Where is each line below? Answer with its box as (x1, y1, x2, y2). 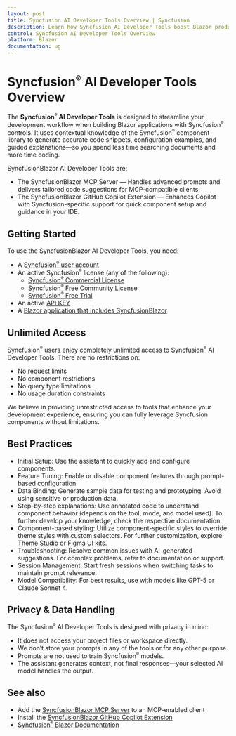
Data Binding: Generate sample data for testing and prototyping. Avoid (17, 486, 221, 495)
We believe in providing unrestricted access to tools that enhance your (7, 402, 212, 411)
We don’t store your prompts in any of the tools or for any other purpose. (17, 644, 228, 652)
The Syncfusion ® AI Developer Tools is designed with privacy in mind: (7, 622, 209, 631)
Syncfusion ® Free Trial (27, 291, 93, 300)
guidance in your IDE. (17, 208, 80, 216)
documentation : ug (7, 43, 61, 50)
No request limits (17, 367, 67, 375)
